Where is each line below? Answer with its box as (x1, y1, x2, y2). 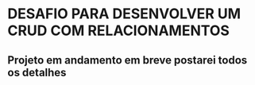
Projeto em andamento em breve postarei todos (7, 53, 248, 67)
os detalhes (7, 65, 67, 79)
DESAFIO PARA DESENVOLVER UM (7, 5, 241, 23)
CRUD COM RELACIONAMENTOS (7, 21, 230, 40)
